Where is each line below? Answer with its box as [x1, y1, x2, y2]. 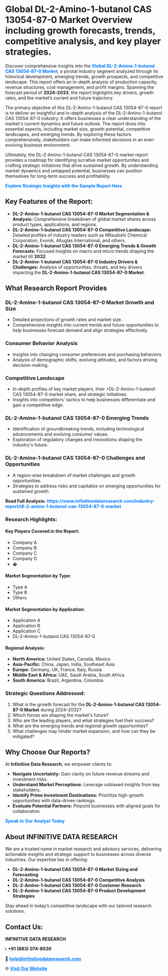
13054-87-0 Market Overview [5, 14, 133, 26]
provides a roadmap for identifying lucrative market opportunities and [5, 157, 149, 163]
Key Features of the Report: [5, 197, 93, 206]
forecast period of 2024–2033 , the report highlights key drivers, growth [5, 89, 154, 95]
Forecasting [12, 872, 39, 878]
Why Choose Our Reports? [5, 748, 90, 756]
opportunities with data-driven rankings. [12, 798, 96, 804]
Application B [12, 623, 41, 629]
